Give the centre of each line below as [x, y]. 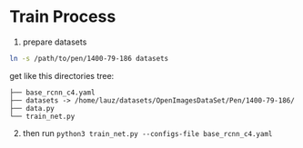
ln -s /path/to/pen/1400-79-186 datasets [89, 58]
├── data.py [32, 108]
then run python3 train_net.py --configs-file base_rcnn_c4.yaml [147, 133]
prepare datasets [55, 42]
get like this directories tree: [62, 75]
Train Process [63, 17]
